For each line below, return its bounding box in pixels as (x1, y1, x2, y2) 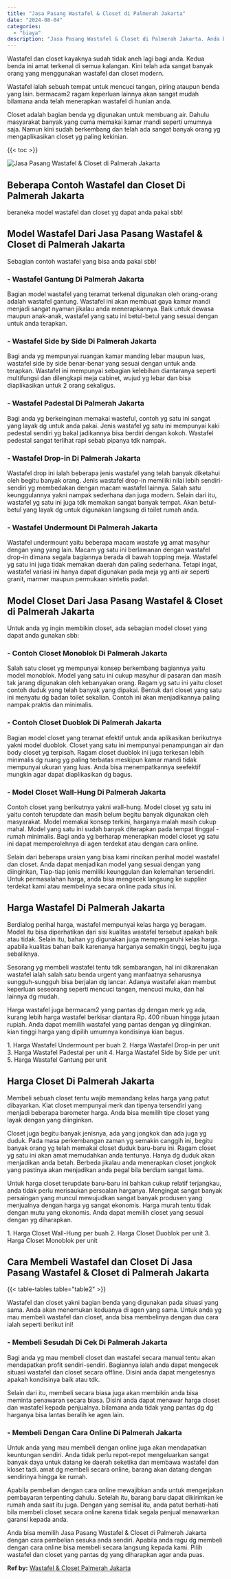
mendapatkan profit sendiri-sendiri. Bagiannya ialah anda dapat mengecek (7, 1361, 219, 1369)
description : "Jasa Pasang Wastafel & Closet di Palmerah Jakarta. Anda (7, 36, 220, 43)
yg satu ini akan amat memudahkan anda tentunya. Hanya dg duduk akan (7, 1151, 215, 1159)
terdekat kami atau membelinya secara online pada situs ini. (7, 882, 177, 890)
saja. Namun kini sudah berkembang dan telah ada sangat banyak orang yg (7, 125, 221, 134)
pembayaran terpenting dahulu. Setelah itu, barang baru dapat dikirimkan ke (7, 1493, 223, 1501)
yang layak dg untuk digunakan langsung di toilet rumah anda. (23, 505, 199, 514)
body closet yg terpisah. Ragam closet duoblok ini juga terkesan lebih (7, 748, 204, 756)
